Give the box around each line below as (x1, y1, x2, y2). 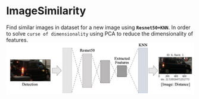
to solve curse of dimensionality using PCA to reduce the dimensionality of (6, 30, 194, 37)
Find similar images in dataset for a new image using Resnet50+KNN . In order (6, 24, 191, 31)
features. (6, 36, 29, 43)
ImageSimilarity (6, 4, 86, 18)
